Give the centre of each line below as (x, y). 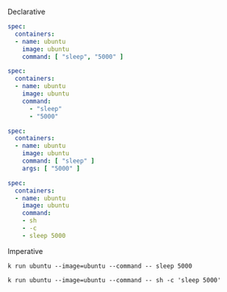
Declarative (27, 12)
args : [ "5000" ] (51, 168)
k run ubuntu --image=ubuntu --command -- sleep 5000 (100, 266)
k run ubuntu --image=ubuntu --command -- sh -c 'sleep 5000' (114, 280)
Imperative (25, 251)
